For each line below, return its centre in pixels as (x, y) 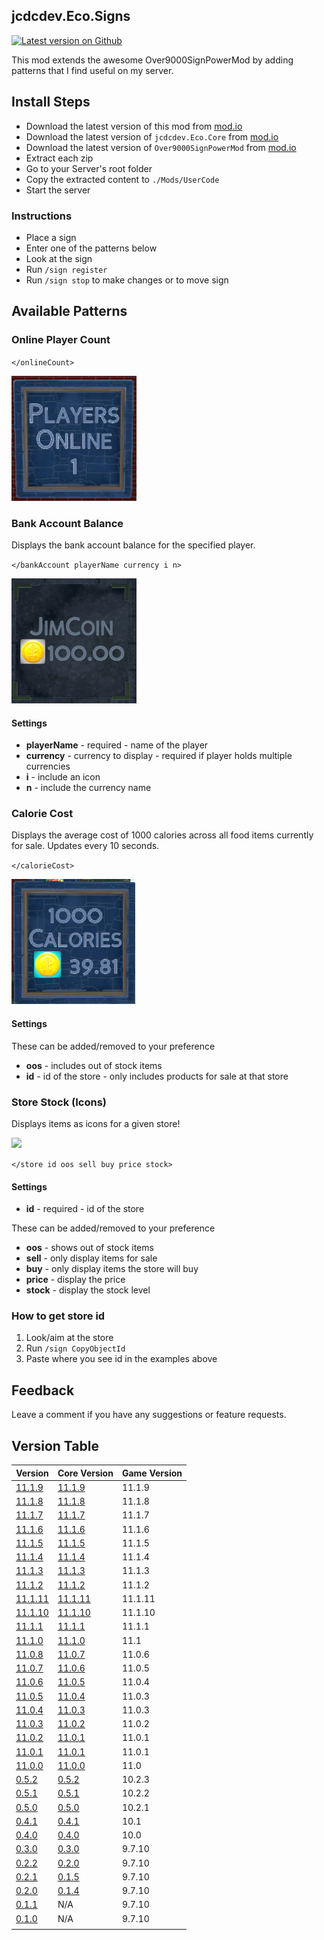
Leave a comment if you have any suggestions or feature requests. (149, 1415)
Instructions (42, 216)
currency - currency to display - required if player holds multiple (159, 756)
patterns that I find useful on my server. (92, 70)
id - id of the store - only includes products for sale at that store (157, 1076)
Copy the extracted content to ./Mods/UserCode (122, 179)
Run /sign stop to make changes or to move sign (127, 280)
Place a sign (51, 237)
